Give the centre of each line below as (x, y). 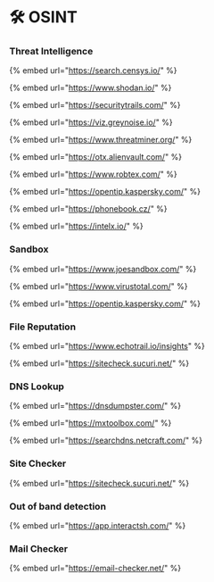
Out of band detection (58, 506)
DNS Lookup (37, 387)
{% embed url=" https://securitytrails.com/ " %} (95, 105)
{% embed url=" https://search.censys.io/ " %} (93, 71)
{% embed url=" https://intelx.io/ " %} (77, 226)
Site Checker (38, 463)
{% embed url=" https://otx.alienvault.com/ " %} (96, 157)
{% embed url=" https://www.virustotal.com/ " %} (99, 286)
